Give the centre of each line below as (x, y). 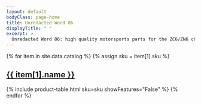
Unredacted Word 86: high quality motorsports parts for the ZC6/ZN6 (100, 39)
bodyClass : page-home (33, 17)
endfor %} (19, 95)
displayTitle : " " (29, 28)
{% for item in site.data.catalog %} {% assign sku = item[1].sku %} (88, 56)
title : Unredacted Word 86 (40, 23)
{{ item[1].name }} (41, 75)
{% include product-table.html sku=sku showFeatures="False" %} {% (92, 89)
